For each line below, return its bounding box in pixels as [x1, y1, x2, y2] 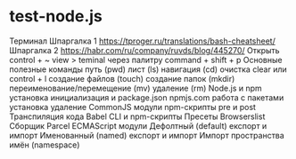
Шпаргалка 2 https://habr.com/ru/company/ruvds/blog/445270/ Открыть [9, 44, 280, 55]
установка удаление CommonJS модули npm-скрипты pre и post [9, 101, 257, 112]
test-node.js [9, 6, 103, 27]
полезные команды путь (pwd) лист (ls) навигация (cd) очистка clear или [9, 64, 287, 75]
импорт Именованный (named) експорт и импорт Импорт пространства [9, 130, 285, 140]
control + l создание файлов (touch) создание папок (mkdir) [9, 73, 235, 83]
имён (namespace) [9, 139, 80, 150]
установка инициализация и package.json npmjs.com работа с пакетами [9, 91, 284, 103]
